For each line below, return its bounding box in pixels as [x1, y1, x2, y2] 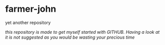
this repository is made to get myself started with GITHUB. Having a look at [5, 29, 160, 35]
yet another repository [5, 20, 51, 25]
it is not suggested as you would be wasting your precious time [5, 34, 135, 40]
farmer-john [5, 3, 56, 15]
